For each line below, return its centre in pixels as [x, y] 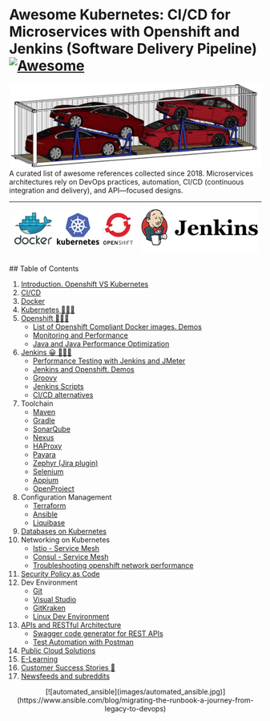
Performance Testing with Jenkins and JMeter [109, 360]
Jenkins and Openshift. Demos [83, 369]
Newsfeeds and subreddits [65, 676]
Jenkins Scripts [58, 386]
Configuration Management [66, 497]
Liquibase [49, 522]
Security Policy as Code [60, 573]
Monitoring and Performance [81, 335]
